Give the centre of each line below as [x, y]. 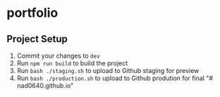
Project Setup [37, 39]
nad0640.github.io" [45, 85]
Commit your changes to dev [58, 56]
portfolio [32, 13]
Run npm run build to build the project [72, 63]
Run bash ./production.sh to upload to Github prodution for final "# [115, 78]
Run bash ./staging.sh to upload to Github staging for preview [108, 71]
